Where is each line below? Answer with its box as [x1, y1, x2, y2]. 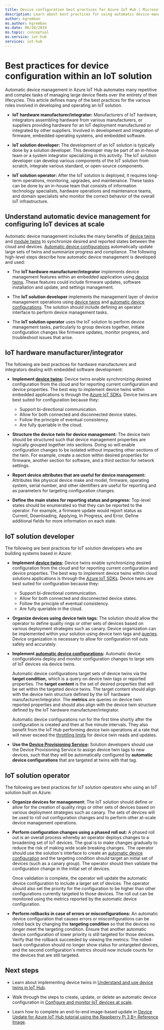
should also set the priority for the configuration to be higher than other [12, 885, 156, 891]
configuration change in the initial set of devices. [12, 866, 111, 871]
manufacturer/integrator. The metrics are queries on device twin [12, 697, 143, 703]
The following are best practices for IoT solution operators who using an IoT [5, 784, 158, 790]
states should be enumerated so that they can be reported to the [12, 503, 143, 508]
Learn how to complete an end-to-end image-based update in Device [12, 1008, 152, 1014]
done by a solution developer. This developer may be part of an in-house [12, 147, 159, 153]
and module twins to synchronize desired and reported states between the [5, 238, 155, 244]
